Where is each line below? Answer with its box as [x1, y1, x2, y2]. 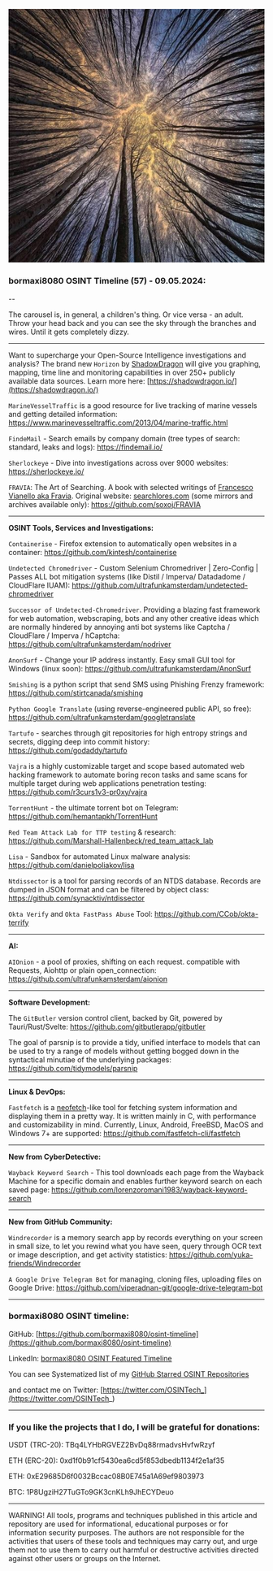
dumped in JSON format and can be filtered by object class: [8, 884, 210, 894]
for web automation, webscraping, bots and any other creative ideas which [8, 613, 259, 623]
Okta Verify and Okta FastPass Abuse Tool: [8, 909, 153, 918]
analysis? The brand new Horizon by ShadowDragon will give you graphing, [8, 358, 262, 368]
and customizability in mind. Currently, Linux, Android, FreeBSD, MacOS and [8, 1119, 264, 1130]
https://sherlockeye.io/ [8, 467, 84, 476]
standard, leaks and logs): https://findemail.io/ [8, 442, 163, 452]
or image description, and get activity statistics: [8, 1249, 168, 1260]
